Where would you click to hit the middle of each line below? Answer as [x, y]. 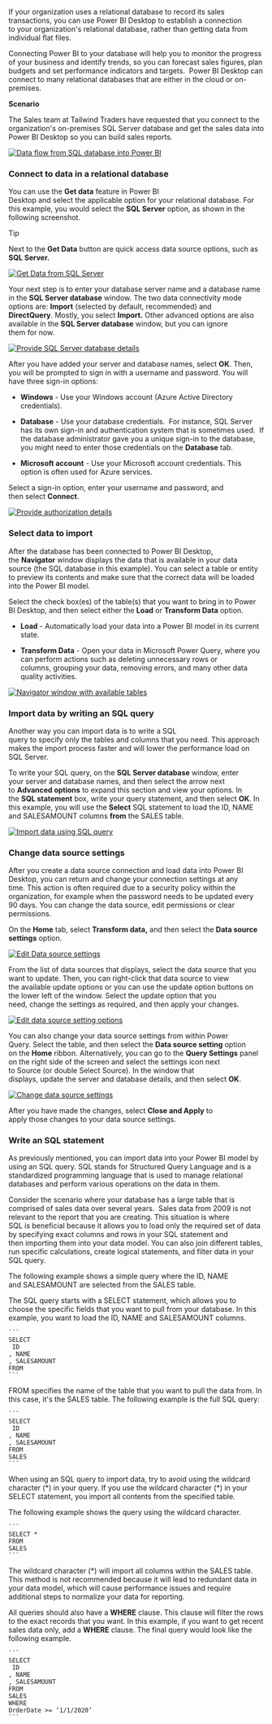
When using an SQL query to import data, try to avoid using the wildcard [129, 1479]
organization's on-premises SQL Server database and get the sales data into [136, 128]
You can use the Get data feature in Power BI [84, 191]
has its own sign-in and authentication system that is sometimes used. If [142, 430]
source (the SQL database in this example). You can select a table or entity [133, 568]
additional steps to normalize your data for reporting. [97, 1597]
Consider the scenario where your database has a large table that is [122, 1200]
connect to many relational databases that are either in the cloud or [121, 79]
